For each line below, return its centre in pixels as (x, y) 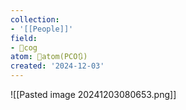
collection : (35, 19)
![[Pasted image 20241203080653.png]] (93, 94)
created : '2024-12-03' (57, 66)
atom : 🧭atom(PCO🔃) (49, 57)
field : (24, 38)
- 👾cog (24, 47)
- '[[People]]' (42, 29)
